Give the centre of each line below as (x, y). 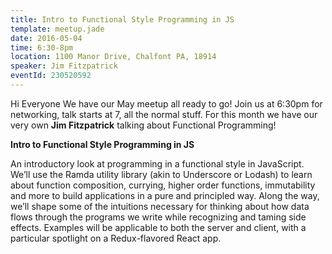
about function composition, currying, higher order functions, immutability (163, 185)
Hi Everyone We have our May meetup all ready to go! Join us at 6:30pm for (166, 103)
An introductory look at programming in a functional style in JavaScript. (157, 163)
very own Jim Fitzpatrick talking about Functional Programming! (143, 125)
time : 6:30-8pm (42, 47)
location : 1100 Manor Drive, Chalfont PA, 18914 (113, 57)
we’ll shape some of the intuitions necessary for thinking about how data (160, 206)
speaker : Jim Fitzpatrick (64, 66)
